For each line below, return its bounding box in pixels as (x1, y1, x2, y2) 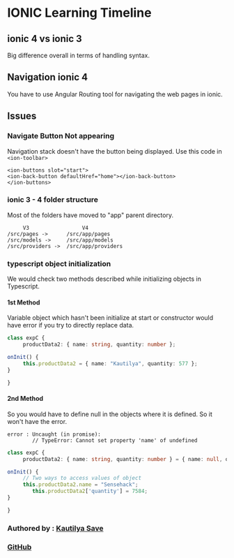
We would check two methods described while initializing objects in (7, 274, 202, 284)
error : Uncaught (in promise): (7, 431, 101, 438)
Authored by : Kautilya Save (7, 523, 104, 533)
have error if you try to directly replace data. (7, 321, 134, 330)
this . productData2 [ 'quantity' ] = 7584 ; (32, 487, 148, 495)
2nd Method (7, 395, 44, 403)
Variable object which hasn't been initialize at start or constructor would (7, 314, 214, 322)
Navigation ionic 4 (7, 71, 88, 83)
